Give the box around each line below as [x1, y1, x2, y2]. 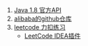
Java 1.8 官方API [13, 6, 61, 14]
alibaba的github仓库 [13, 14, 72, 23]
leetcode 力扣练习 [13, 23, 66, 31]
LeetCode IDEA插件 [24, 32, 81, 40]
